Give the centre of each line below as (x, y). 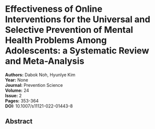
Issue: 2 (13, 95)
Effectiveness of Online (54, 9)
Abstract (19, 121)
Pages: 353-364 (22, 101)
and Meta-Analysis (45, 61)
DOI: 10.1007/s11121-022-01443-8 (39, 106)
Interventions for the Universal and (78, 19)
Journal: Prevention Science (34, 85)
